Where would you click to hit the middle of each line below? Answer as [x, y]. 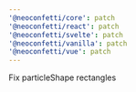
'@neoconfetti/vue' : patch [60, 52]
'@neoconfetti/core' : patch [62, 18]
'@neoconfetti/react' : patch [64, 26]
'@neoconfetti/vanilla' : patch [68, 43]
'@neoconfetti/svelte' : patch [66, 35]
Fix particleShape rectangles [63, 77]
